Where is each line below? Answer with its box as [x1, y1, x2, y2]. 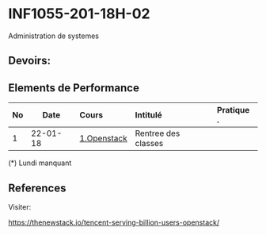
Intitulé [135, 110, 162, 121]
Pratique [216, 105, 250, 116]
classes [135, 138, 164, 149]
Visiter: [8, 202, 32, 211]
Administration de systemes [8, 31, 99, 40]
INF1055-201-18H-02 [8, 5, 150, 23]
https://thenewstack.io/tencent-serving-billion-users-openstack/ [8, 218, 220, 227]
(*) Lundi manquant [8, 158, 72, 168]
